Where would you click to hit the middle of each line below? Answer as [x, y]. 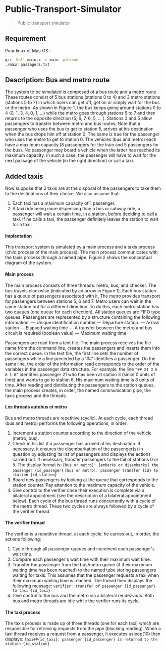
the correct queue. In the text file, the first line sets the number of [72, 353]
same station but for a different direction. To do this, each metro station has [82, 306]
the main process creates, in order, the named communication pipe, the [78, 390]
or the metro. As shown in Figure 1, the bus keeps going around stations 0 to [83, 108]
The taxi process [23, 612]
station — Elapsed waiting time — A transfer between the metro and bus [79, 328]
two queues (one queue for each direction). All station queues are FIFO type [83, 312]
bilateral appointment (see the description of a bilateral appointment [82, 495]
